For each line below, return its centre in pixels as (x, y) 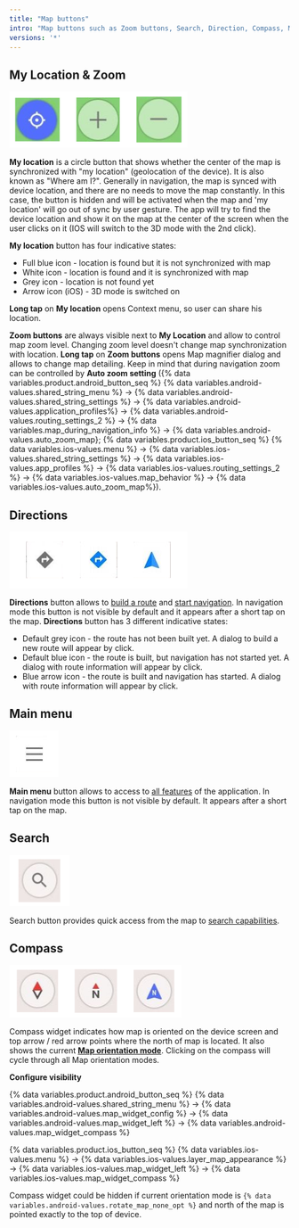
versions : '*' (36, 37)
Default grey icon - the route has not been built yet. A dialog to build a (150, 639)
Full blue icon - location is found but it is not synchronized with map (146, 263)
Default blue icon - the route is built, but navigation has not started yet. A (156, 657)
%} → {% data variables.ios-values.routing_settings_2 (182, 468)
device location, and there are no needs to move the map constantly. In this (147, 191)
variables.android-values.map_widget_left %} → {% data (113, 1123)
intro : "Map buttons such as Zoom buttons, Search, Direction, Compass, (147, 28)
